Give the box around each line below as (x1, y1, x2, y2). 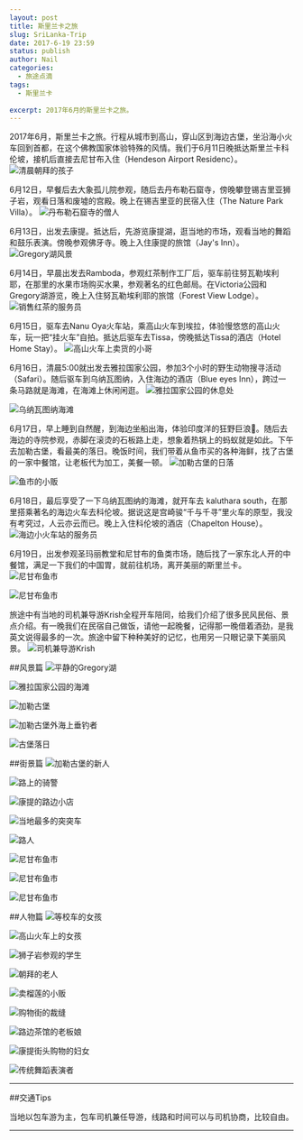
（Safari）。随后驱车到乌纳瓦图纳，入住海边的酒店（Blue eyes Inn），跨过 (9, 373, 279, 384)
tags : (9, 80, 30, 89)
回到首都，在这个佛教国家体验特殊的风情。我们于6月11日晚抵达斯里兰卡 (16, 142, 282, 153)
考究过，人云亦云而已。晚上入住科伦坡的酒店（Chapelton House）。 (16, 518, 268, 529)
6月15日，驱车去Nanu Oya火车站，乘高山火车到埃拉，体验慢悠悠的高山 (9, 321, 272, 332)
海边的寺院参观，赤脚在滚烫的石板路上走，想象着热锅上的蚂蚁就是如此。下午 (9, 435, 294, 446)
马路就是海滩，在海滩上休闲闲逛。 (16, 385, 144, 396)
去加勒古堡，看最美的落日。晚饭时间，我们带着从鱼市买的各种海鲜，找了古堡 (9, 446, 294, 456)
